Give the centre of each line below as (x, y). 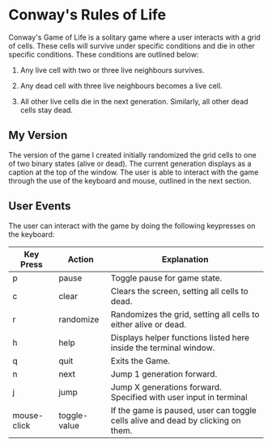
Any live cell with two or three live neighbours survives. (112, 70)
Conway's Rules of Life (87, 15)
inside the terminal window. (163, 348)
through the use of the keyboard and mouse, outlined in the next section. (130, 180)
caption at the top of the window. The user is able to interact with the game (134, 172)
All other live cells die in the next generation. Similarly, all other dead (134, 101)
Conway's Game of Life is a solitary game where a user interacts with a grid (134, 37)
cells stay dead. (46, 110)
